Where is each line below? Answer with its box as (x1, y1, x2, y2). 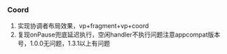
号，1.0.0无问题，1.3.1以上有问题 (17, 39, 111, 48)
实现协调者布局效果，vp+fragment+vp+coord (17, 22, 149, 30)
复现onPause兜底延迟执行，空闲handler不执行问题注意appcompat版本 (17, 30, 221, 39)
